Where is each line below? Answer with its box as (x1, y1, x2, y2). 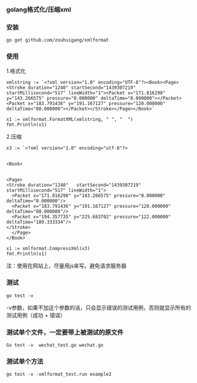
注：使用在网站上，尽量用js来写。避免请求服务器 (6, 262, 127, 269)
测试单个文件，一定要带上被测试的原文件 (6, 328, 124, 336)
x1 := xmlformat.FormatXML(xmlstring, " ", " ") (6, 116, 134, 122)
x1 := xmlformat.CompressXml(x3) (6, 245, 90, 251)
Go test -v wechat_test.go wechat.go (6, 343, 104, 349)
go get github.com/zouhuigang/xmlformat (6, 37, 110, 43)
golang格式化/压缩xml (6, 5, 71, 13)
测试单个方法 (6, 358, 44, 366)
